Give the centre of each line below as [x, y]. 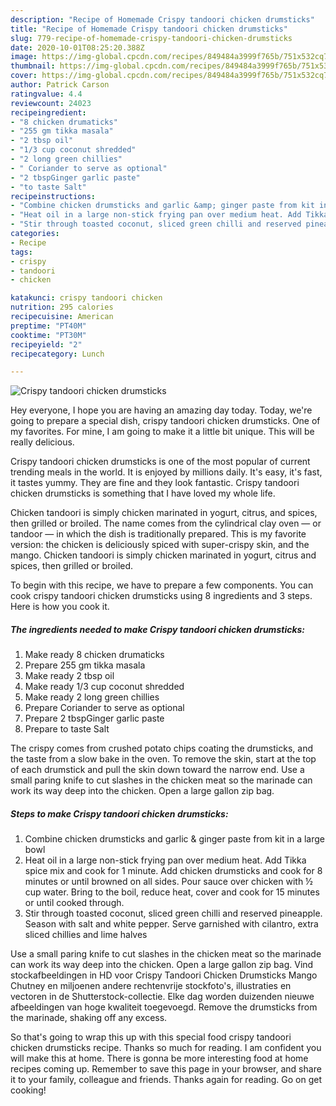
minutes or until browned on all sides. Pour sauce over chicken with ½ [168, 882]
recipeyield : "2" [46, 344]
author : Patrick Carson [60, 85]
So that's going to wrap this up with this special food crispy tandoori [151, 1037]
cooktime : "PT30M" [48, 335]
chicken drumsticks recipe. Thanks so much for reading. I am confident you [166, 1048]
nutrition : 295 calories [62, 307]
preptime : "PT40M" [48, 326]
